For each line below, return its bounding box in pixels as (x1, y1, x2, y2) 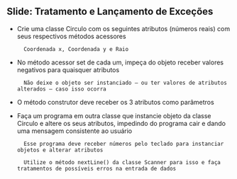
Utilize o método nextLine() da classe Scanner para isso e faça (23, 158, 221, 166)
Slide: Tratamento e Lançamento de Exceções (6, 6, 214, 18)
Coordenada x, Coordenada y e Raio (23, 45, 129, 52)
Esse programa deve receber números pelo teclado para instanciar (23, 140, 224, 147)
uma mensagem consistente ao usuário (16, 127, 133, 135)
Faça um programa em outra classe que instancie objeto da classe (16, 111, 211, 120)
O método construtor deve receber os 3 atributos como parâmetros (16, 98, 214, 106)
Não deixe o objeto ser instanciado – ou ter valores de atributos (23, 79, 228, 86)
